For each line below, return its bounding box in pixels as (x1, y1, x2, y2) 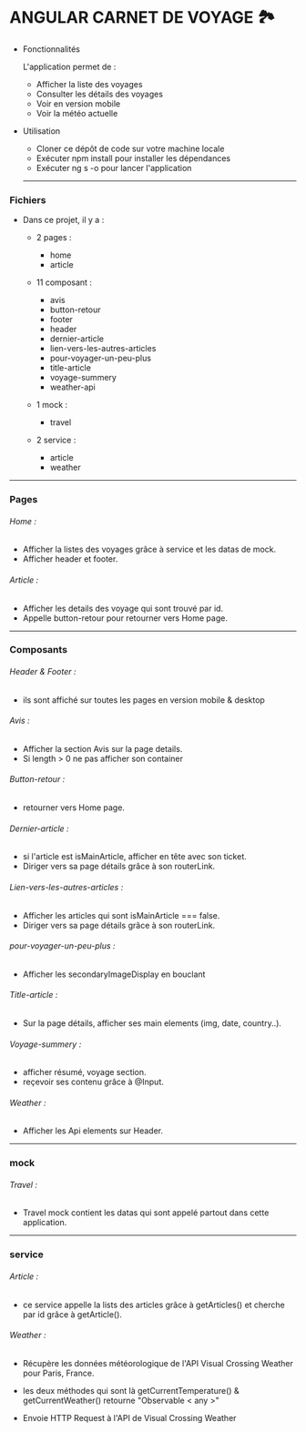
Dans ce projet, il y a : (22, 215, 105, 226)
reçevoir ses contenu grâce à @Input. (22, 1076, 164, 1088)
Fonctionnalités (22, 43, 80, 55)
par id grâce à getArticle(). (22, 1308, 123, 1320)
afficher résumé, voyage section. (22, 1067, 148, 1078)
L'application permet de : (22, 61, 117, 72)
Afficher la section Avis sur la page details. (22, 743, 183, 754)
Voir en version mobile (36, 97, 121, 109)
